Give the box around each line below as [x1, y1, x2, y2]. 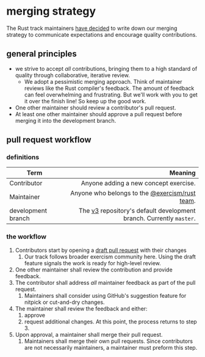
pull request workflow [6, 134, 92, 145]
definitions [6, 153, 40, 161]
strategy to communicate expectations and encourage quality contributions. [6, 31, 197, 38]
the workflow [6, 232, 47, 241]
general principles [6, 49, 77, 59]
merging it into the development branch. [15, 117, 117, 124]
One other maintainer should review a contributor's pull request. [15, 104, 176, 111]
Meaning [169, 169, 196, 177]
